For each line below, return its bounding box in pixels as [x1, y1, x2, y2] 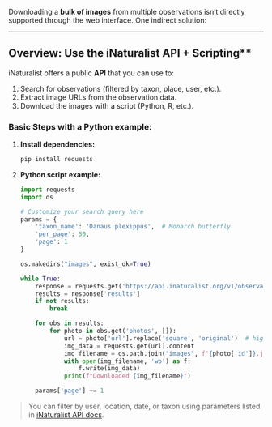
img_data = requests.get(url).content [63, 342, 195, 350]
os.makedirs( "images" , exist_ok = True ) [19, 259, 151, 268]
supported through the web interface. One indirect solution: [8, 15, 207, 25]
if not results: [35, 297, 90, 305]
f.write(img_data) [78, 365, 141, 373]
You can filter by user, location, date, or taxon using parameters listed [28, 401, 261, 412]
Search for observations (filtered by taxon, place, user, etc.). [19, 83, 222, 93]
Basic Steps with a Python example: [8, 121, 152, 132]
